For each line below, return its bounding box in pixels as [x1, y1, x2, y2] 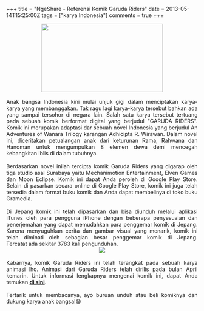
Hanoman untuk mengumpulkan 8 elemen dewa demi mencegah [6, 143, 198, 151]
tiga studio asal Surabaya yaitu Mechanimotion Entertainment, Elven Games [6, 169, 198, 176]
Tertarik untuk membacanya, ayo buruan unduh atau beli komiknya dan [6, 292, 198, 298]
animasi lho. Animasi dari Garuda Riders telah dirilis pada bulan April [6, 265, 198, 273]
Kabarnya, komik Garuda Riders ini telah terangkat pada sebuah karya [6, 259, 198, 266]
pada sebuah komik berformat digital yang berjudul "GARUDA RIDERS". [6, 118, 198, 125]
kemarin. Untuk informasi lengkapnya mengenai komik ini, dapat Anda [6, 272, 198, 279]
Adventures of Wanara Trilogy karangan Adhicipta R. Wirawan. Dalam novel [6, 131, 198, 137]
